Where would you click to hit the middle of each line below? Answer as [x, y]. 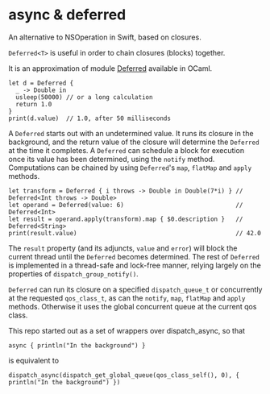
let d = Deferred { [41, 83]
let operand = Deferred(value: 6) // [126, 205]
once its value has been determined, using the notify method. [112, 159]
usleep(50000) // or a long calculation [84, 97]
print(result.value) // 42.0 [135, 233]
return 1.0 [34, 104]
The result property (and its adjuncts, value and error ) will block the [123, 248]
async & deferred [67, 15]
